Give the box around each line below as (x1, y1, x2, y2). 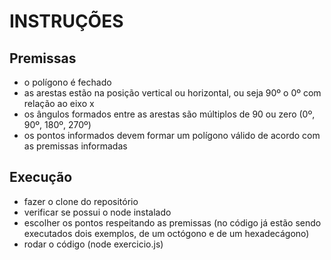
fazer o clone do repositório (23, 195, 139, 207)
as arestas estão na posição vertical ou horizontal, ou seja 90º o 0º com (23, 87, 322, 99)
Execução (9, 169, 73, 186)
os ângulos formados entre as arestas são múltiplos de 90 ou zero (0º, (23, 108, 316, 120)
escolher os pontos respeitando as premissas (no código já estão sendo (23, 216, 322, 229)
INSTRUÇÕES (9, 10, 124, 33)
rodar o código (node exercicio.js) (23, 238, 164, 250)
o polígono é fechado (23, 76, 112, 88)
